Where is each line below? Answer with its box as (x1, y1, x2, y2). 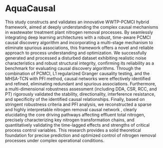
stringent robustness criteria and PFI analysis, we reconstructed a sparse (5, 101, 152, 107)
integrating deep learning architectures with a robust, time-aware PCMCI (5, 34, 151, 40)
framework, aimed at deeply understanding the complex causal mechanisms (5, 24, 159, 30)
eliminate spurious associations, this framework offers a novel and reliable (5, 45, 154, 50)
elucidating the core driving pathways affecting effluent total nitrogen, (5, 112, 145, 117)
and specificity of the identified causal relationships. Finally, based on (5, 96, 145, 102)
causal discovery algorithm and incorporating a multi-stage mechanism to (5, 39, 153, 45)
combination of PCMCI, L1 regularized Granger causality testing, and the (5, 70, 150, 76)
